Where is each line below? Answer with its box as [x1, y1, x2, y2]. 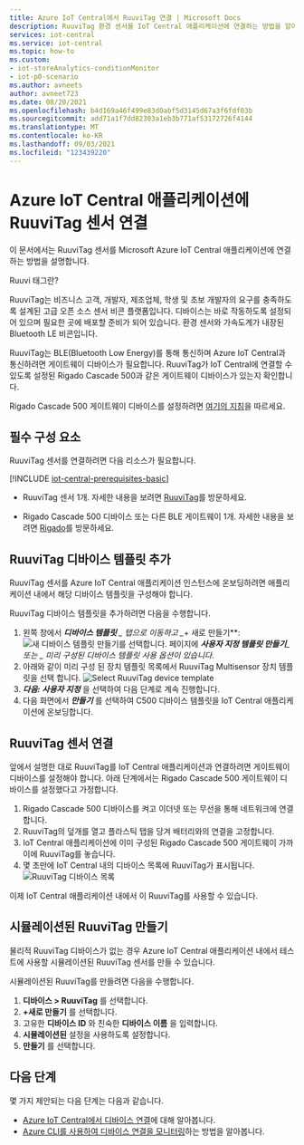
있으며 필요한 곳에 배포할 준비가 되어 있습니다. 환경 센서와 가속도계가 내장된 [18, 316, 285, 327]
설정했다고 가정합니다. [40, 784, 119, 794]
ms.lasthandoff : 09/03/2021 [9, 140, 116, 149]
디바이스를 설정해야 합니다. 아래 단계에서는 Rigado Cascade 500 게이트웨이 [9, 773, 279, 784]
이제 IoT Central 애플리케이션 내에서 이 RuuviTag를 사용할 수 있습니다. [9, 890, 259, 901]
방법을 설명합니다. [25, 255, 90, 266]
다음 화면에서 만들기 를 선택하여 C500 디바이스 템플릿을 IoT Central [22, 695, 262, 707]
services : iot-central [9, 30, 95, 39]
